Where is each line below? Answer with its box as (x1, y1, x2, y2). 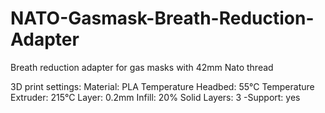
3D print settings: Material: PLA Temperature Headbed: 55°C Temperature (10, 80, 315, 92)
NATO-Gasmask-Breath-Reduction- (10, 7, 315, 30)
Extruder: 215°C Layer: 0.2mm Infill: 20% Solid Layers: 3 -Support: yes (10, 91, 301, 103)
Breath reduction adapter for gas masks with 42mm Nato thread (10, 61, 274, 73)
